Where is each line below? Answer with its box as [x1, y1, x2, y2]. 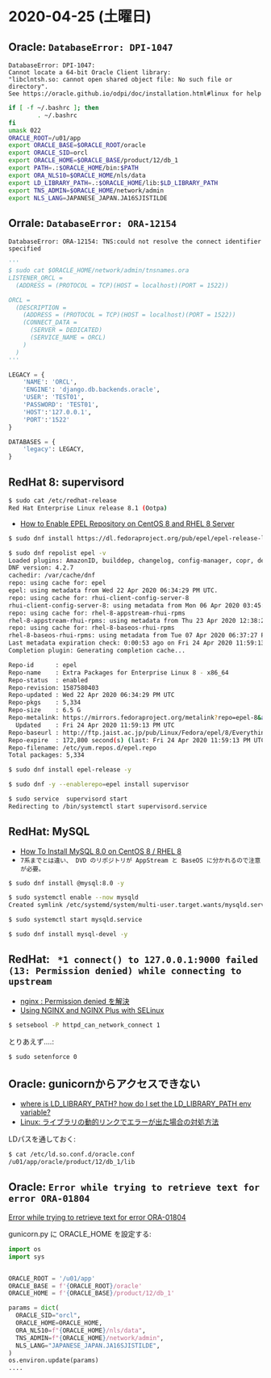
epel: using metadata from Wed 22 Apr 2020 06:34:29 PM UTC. [8, 586, 219, 594]
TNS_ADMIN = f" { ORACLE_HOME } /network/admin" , [15, 1334, 164, 1342]
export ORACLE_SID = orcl [8, 149, 89, 158]
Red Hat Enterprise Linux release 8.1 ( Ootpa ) [8, 504, 168, 512]
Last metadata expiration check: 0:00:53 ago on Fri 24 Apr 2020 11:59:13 [8, 639, 265, 647]
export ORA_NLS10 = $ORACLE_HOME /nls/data [8, 171, 147, 179]
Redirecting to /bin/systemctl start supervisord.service [8, 802, 207, 810]
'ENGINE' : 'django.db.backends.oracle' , [23, 385, 161, 394]
